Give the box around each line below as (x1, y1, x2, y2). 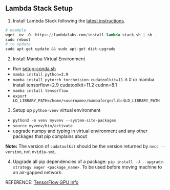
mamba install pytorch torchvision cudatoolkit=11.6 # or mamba (12, 77, 155, 83)
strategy (12, 165, 32, 170)
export (12, 94, 27, 99)
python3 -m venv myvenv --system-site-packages (12, 118, 116, 123)
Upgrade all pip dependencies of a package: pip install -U (12, 158, 140, 165)
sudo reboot (5, 37, 31, 42)
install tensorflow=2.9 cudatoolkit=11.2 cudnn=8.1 (12, 82, 117, 88)
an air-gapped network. (12, 170, 63, 176)
